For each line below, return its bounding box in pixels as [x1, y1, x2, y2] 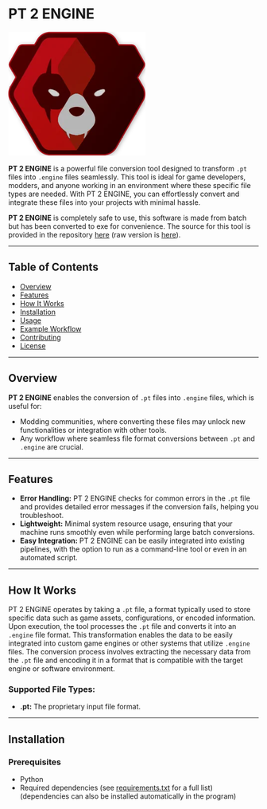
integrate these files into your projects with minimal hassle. [8, 197, 201, 207]
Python [19, 775, 44, 784]
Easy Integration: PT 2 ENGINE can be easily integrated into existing [19, 536, 245, 546]
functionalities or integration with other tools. [19, 425, 167, 434]
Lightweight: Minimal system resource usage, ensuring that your [19, 519, 233, 528]
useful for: [8, 401, 42, 410]
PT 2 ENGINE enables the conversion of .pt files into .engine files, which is [8, 392, 254, 403]
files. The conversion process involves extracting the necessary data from [8, 647, 252, 657]
